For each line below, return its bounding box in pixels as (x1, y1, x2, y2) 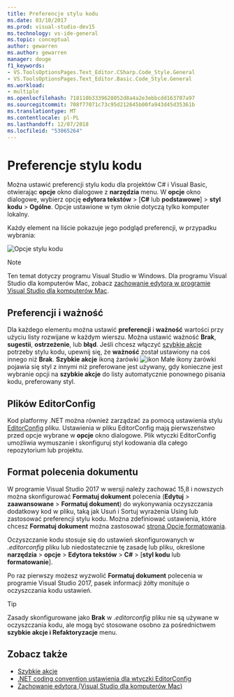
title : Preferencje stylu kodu (7, 10, 98, 17)
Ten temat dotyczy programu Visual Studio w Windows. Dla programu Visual (7, 272, 227, 280)
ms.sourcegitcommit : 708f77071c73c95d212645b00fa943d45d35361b (7, 101, 196, 108)
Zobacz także (7, 648, 68, 661)
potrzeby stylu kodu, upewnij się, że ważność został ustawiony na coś (7, 347, 211, 357)
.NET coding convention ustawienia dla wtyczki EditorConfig (17, 674, 192, 682)
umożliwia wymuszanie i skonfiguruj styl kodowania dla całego (7, 438, 188, 447)
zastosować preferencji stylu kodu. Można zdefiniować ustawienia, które (7, 515, 217, 523)
